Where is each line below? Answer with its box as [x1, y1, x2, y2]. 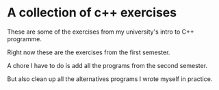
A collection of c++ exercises [7, 5, 177, 21]
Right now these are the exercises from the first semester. [7, 48, 170, 56]
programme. [7, 34, 42, 43]
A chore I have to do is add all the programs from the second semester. [7, 61, 207, 69]
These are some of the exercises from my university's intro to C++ [7, 27, 195, 36]
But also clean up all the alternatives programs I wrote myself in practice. [7, 74, 213, 83]
